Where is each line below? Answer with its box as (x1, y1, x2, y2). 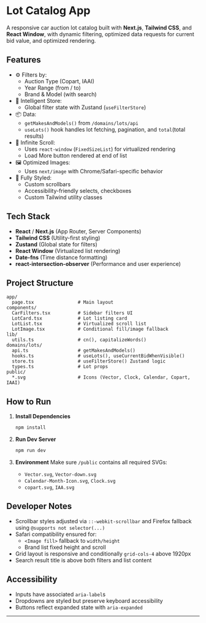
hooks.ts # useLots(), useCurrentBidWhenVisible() (12, 353, 185, 359)
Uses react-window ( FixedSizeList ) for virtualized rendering (24, 145, 176, 153)
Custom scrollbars (24, 180, 71, 187)
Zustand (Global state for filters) (15, 240, 98, 248)
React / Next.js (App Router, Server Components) (15, 227, 142, 235)
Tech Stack (6, 211, 50, 222)
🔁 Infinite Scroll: (15, 138, 55, 146)
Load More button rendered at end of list (24, 151, 128, 159)
